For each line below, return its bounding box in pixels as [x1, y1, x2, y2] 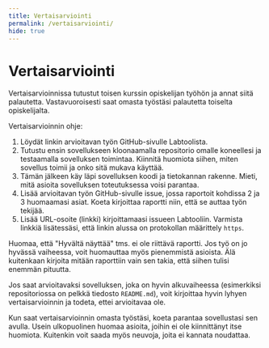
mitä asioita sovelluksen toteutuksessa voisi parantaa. [19, 180, 200, 190]
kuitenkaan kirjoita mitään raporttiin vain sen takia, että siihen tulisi [8, 256, 229, 265]
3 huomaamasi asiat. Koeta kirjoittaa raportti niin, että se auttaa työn [19, 197, 247, 207]
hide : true [8, 27, 45, 35]
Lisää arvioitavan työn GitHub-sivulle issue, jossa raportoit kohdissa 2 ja [19, 189, 260, 198]
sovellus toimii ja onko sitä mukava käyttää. [19, 163, 164, 172]
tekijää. [19, 206, 44, 215]
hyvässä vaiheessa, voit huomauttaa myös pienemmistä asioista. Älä [8, 248, 236, 257]
